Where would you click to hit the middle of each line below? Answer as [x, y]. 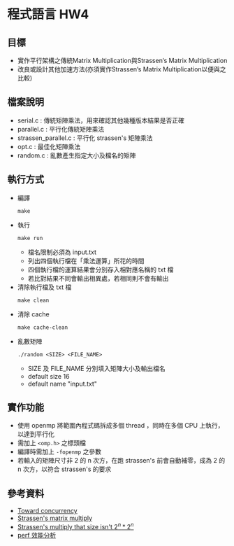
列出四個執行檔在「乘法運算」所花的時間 [86, 260]
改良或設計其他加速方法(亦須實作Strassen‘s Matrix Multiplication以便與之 [122, 69]
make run [30, 238]
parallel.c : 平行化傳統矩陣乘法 [61, 129]
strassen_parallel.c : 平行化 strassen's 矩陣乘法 [85, 138]
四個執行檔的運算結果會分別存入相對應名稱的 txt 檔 [101, 269]
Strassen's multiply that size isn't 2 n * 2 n [75, 526]
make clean [33, 300]
